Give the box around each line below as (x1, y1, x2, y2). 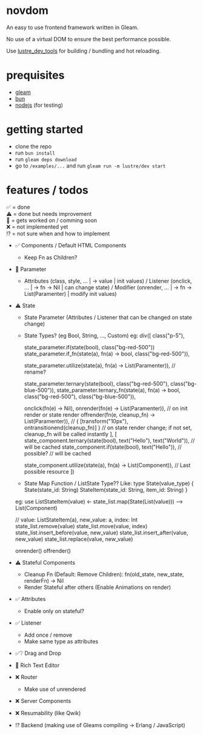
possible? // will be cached (24, 449, 92, 457)
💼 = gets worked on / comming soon (6, 216, 98, 224)
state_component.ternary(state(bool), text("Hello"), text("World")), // (24, 437, 195, 444)
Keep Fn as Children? (24, 253, 78, 261)
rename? (24, 368, 47, 375)
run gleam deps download (15, 155, 77, 163)
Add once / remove (24, 631, 73, 639)
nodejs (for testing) (15, 101, 64, 109)
